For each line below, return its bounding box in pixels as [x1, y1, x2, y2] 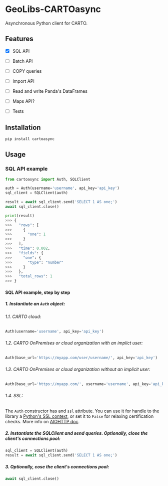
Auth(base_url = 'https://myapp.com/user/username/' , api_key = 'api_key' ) [5, 355, 157, 361]
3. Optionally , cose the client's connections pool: [5, 463, 109, 469]
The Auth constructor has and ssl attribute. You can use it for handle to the [5, 408, 159, 414]
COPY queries [12, 68, 42, 74]
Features [5, 35, 33, 43]
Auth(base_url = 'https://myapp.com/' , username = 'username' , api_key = [5, 382, 151, 387]
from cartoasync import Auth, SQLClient [5, 177, 91, 182]
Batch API [12, 58, 33, 64]
